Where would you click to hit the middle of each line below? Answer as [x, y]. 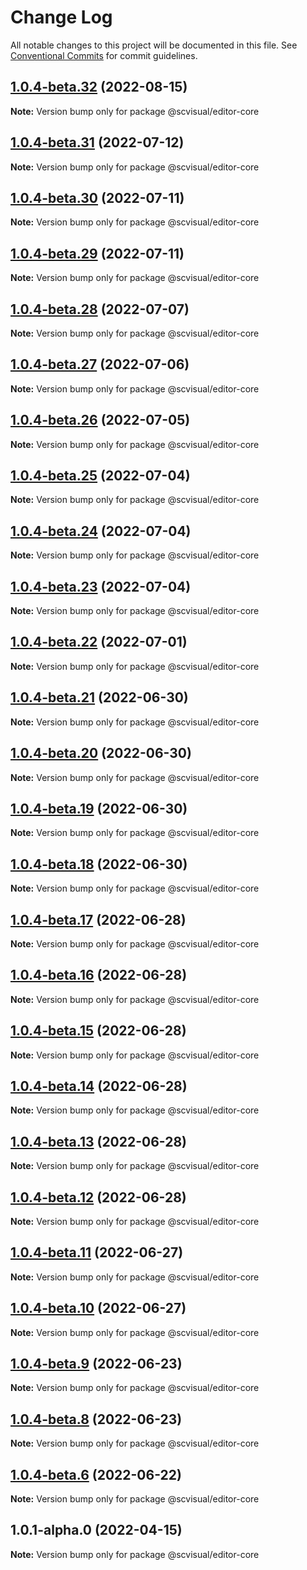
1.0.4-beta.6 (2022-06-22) [96, 1474]
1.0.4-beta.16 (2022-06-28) [99, 975]
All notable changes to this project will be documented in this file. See [154, 45]
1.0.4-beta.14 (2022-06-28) [99, 1086]
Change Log [61, 17]
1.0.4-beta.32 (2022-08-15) [99, 87]
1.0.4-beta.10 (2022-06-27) [98, 1308]
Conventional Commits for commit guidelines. [104, 55]
